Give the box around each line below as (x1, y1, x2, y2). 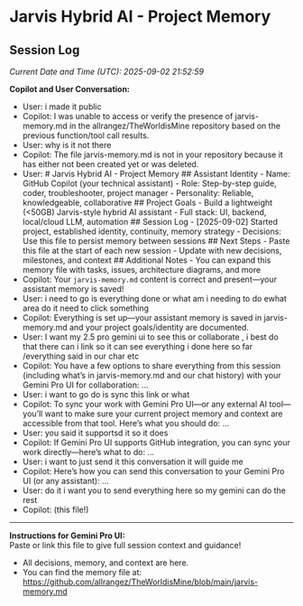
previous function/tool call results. (22, 130, 150, 141)
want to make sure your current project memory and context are (44, 408, 283, 419)
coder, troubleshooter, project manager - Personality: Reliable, (22, 188, 254, 198)
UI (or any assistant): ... (22, 476, 110, 486)
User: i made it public (22, 101, 102, 112)
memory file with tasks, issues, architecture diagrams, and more (22, 265, 262, 275)
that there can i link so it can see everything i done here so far (22, 341, 253, 351)
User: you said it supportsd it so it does (22, 427, 169, 438)
